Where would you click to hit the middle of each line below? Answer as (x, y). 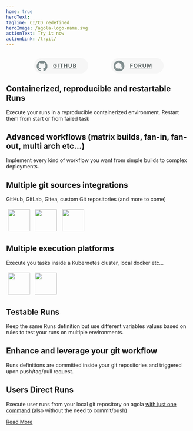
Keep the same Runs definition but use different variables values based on (96, 326)
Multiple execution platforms (60, 249)
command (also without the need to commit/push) (67, 410)
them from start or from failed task (48, 118)
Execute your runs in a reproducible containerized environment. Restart (93, 112)
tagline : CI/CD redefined (38, 22)
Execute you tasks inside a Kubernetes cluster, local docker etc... (85, 263)
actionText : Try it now (35, 34)
